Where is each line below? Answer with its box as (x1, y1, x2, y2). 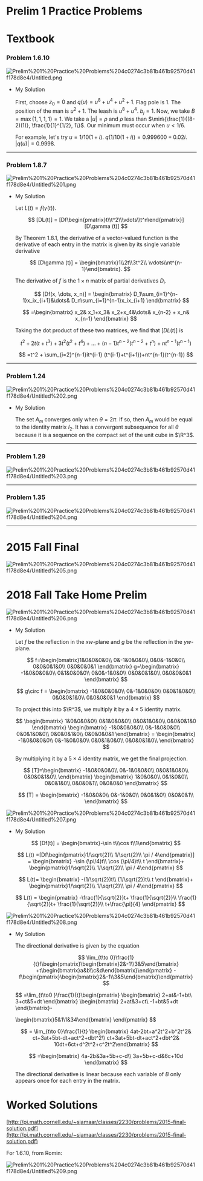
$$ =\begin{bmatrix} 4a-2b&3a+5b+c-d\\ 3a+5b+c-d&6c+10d (28, 1052, 183, 1059)
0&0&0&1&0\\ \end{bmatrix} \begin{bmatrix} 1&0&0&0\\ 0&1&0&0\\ (24, 773, 188, 780)
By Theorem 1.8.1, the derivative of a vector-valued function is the (14, 234, 179, 241)
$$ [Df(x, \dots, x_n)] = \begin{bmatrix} (34, 290, 132, 298)
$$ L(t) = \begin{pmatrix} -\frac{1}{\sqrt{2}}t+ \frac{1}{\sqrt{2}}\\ (14, 894, 177, 901)
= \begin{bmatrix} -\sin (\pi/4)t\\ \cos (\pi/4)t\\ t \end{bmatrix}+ (27, 857, 185, 865)
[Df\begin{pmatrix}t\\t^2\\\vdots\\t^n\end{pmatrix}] (59, 216, 184, 223)
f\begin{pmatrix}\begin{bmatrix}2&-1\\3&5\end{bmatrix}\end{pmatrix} (19, 973, 193, 980)
